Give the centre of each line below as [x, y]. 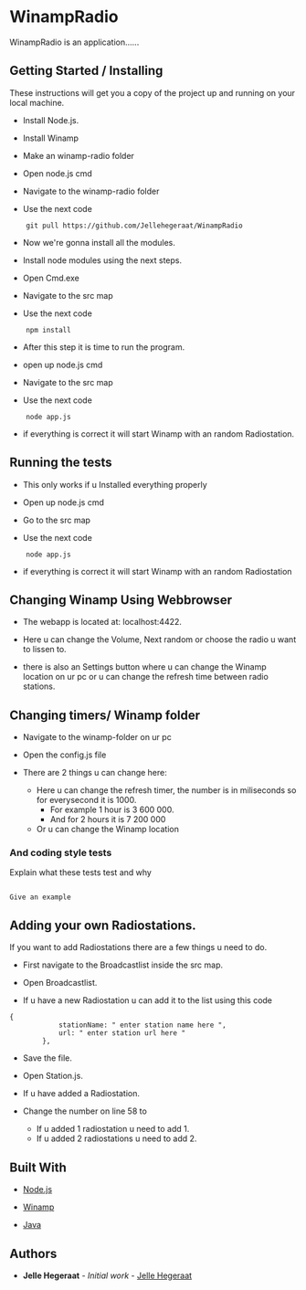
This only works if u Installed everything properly [115, 484]
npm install [48, 330]
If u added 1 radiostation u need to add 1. [113, 1129]
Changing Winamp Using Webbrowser [121, 600]
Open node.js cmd [58, 173]
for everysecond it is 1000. [86, 800]
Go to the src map [57, 520]
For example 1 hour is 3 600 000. [112, 809]
